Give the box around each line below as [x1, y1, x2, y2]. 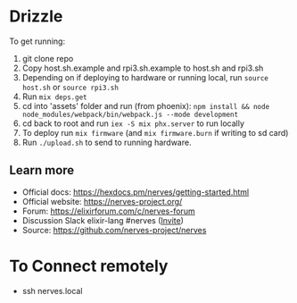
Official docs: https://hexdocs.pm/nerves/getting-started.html [21, 186, 250, 198]
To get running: [9, 36, 65, 46]
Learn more [9, 163, 75, 178]
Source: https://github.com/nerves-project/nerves [21, 224, 207, 235]
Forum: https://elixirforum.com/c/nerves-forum [21, 206, 195, 216]
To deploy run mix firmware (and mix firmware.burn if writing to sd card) [21, 127, 289, 138]
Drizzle [9, 6, 63, 27]
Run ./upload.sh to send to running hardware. [21, 137, 192, 147]
